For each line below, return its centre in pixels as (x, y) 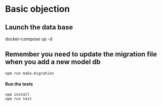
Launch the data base (39, 27)
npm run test (19, 99)
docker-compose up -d (29, 39)
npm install (17, 95)
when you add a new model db (53, 62)
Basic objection (38, 9)
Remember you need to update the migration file (81, 54)
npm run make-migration (30, 73)
